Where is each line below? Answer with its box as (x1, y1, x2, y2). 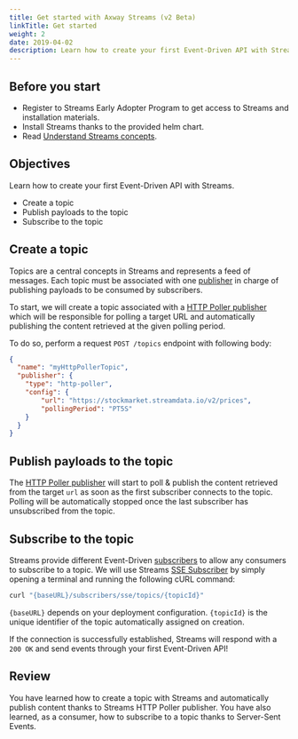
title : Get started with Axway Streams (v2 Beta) (9, 12, 197, 22)
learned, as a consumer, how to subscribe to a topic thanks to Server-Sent (9, 711, 281, 722)
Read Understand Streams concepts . (21, 131, 158, 141)
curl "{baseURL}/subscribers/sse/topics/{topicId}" (9, 591, 204, 600)
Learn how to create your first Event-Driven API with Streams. (9, 179, 235, 191)
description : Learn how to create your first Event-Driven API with (9, 46, 268, 55)
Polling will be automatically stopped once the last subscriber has (9, 497, 249, 507)
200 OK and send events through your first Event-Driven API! (9, 643, 229, 654)
